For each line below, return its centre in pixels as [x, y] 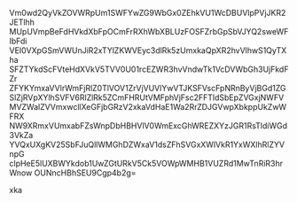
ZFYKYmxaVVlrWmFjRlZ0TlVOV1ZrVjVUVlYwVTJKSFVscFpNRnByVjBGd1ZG [148, 88]
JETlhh [22, 22]
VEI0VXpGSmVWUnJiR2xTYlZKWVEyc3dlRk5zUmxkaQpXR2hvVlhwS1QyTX [148, 50]
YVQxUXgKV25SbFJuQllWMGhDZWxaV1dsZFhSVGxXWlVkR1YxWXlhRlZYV [147, 144]
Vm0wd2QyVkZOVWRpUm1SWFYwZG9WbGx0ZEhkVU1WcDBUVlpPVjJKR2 [148, 13]
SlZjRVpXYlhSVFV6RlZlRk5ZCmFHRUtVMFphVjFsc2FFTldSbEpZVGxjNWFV [147, 97]
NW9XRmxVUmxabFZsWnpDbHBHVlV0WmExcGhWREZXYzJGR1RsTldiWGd [148, 126]
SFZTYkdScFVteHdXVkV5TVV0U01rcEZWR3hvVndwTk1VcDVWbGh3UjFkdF [149, 69]
